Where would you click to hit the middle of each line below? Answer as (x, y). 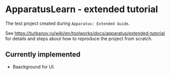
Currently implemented (43, 54)
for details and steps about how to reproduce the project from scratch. (79, 39)
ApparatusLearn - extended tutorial (82, 9)
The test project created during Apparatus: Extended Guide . (67, 23)
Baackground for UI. (33, 66)
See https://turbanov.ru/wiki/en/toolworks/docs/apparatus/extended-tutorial (85, 33)
